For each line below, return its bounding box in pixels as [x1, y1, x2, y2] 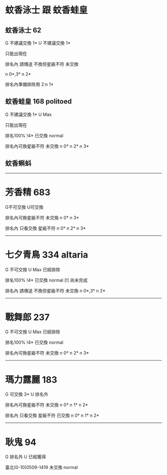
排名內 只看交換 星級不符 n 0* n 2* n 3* [5, 225, 86, 231]
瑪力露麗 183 [5, 374, 58, 385]
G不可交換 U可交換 [5, 204, 44, 210]
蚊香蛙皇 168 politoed [5, 97, 72, 106]
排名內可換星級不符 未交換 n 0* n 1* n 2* [5, 402, 88, 408]
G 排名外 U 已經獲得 [5, 454, 46, 460]
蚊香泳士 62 [5, 26, 41, 34]
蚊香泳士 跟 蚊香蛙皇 [5, 4, 88, 16]
